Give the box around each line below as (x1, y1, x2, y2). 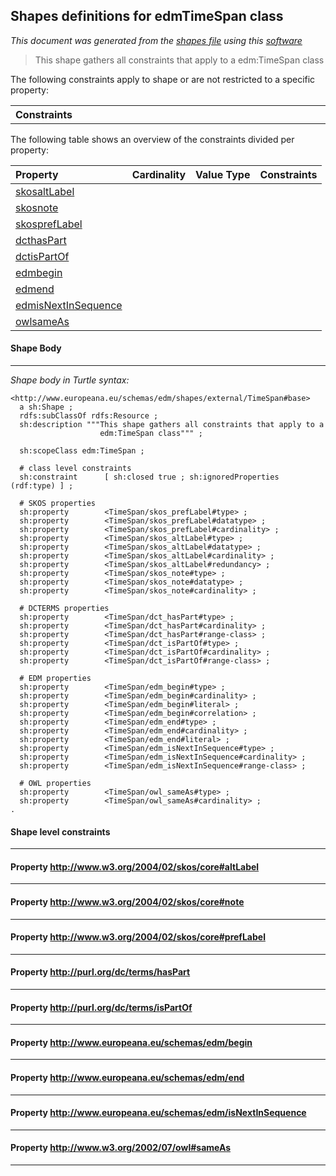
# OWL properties (19, 779, 92, 789)
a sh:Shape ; (19, 402, 74, 413)
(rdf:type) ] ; (10, 481, 74, 491)
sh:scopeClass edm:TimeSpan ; (19, 446, 145, 456)
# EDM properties (19, 674, 92, 684)
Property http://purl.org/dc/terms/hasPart (10, 966, 191, 978)
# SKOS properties (19, 499, 97, 509)
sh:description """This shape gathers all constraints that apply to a (19, 420, 325, 430)
